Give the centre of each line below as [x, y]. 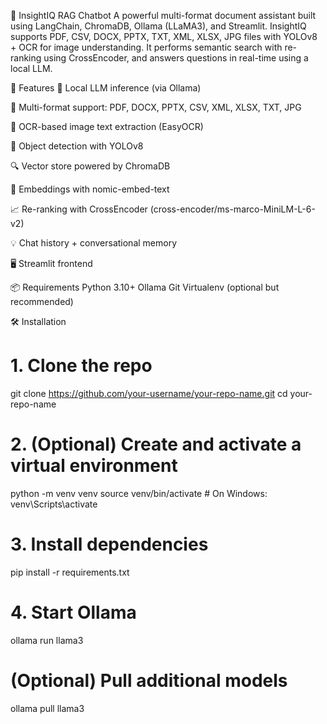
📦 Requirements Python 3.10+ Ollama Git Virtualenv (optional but [145, 287]
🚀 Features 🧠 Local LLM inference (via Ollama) [106, 88]
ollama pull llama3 [47, 708]
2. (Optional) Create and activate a [156, 444]
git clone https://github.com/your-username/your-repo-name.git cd [149, 393]
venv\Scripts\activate [54, 504]
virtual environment [94, 466]
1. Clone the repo [81, 366]
